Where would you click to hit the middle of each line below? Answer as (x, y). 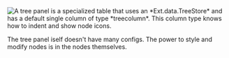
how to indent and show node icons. (59, 26)
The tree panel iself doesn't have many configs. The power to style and (110, 39)
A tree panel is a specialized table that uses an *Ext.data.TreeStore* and (118, 11)
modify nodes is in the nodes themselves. (67, 47)
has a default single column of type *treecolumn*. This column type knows (114, 18)
